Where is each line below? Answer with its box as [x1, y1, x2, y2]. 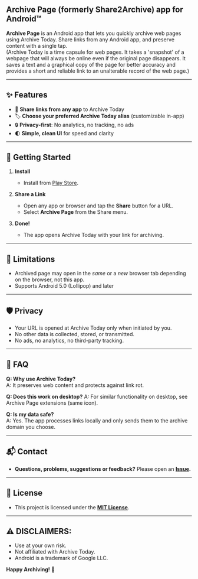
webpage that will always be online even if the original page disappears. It [6, 54, 186, 61]
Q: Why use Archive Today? [6, 375, 75, 382]
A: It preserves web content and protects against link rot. [6, 381, 144, 389]
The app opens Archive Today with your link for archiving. [23, 232, 164, 239]
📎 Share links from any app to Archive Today [14, 106, 125, 113]
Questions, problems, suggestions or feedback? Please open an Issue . [14, 465, 192, 472]
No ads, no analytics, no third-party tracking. [14, 337, 124, 344]
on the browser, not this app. [14, 276, 85, 283]
